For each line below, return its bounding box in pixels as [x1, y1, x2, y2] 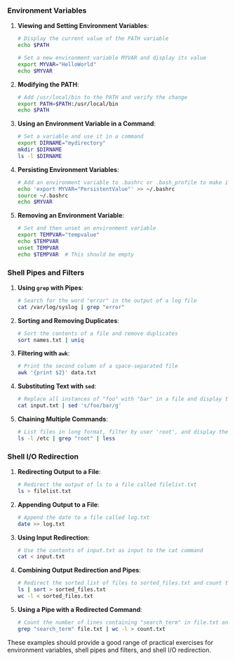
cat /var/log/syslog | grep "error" [17, 303, 125, 310]
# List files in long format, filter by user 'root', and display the [17, 428, 229, 436]
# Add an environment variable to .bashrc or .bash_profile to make [17, 178, 222, 186]
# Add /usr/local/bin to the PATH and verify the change [17, 93, 188, 100]
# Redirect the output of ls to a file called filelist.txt [17, 481, 197, 488]
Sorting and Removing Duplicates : [17, 316, 119, 325]
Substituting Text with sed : [17, 382, 97, 391]
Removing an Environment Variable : [17, 211, 125, 220]
